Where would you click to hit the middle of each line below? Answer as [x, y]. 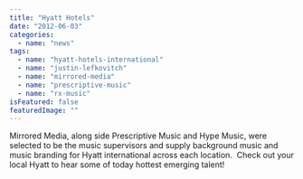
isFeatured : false [44, 102]
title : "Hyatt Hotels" [52, 18]
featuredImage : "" [44, 110]
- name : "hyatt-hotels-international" [91, 60]
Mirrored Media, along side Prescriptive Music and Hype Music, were [138, 136]
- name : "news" [46, 43]
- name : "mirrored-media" [66, 77]
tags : [19, 52]
